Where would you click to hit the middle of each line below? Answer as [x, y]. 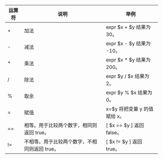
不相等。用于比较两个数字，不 [58, 142]
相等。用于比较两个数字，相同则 [61, 125]
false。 [114, 133]
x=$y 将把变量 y [124, 109]
